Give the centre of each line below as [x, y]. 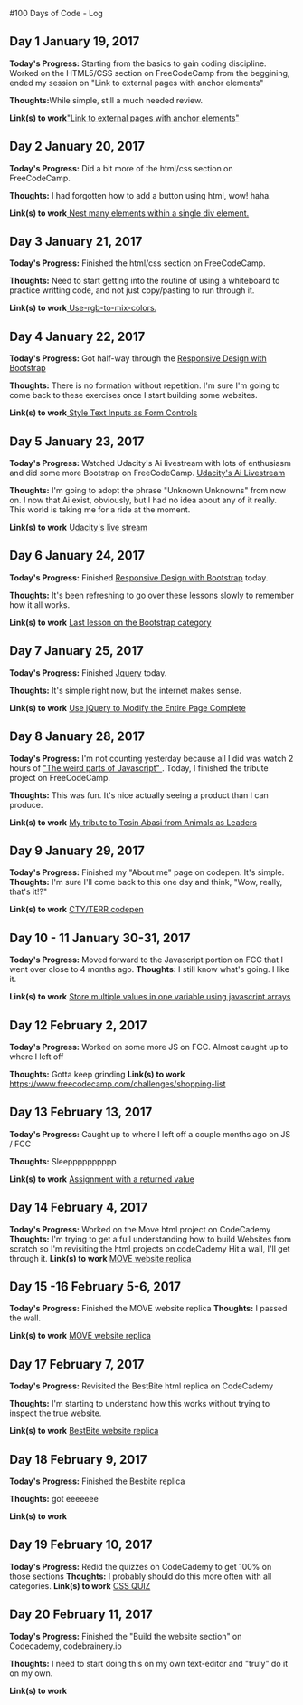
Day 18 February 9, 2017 [78, 1459]
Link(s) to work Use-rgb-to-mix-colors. [83, 308]
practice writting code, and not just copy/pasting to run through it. [132, 290]
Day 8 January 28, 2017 [77, 737]
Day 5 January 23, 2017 [77, 441]
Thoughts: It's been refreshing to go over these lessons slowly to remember [151, 595]
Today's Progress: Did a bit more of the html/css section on [121, 168]
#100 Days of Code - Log [57, 13]
